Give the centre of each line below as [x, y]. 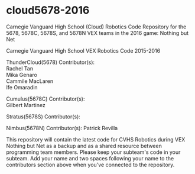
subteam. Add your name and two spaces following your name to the [90, 158]
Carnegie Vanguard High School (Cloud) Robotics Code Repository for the [96, 27]
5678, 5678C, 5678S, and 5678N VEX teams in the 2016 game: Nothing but [97, 33]
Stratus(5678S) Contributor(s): [43, 117]
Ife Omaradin [22, 87]
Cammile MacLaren [30, 81]
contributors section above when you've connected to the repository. [90, 165]
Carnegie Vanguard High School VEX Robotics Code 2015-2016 [83, 50]
